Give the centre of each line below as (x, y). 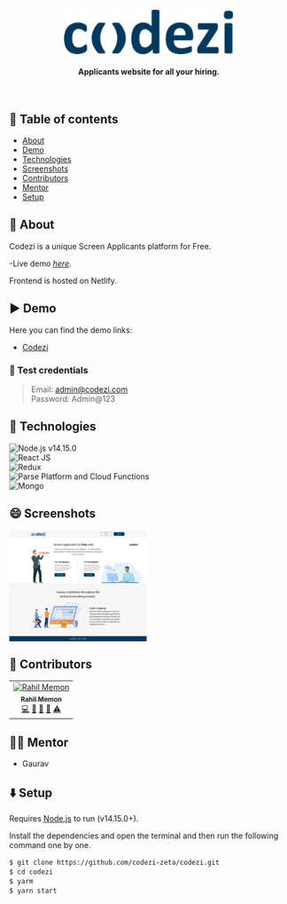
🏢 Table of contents (64, 119)
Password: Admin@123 (73, 398)
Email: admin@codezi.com (79, 389)
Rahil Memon (41, 699)
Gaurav (35, 764)
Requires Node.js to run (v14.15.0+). (74, 819)
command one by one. (50, 845)
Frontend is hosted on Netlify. (63, 280)
